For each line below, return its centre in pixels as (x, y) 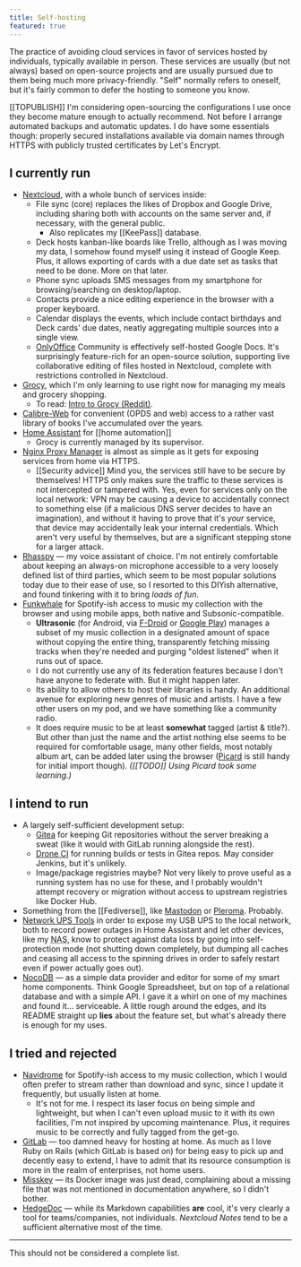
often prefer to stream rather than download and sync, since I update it (153, 1084)
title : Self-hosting (48, 17)
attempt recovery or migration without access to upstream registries (162, 892)
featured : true (38, 26)
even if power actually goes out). (83, 968)
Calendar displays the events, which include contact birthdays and (159, 318)
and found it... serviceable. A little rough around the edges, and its (144, 1006)
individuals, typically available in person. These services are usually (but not (150, 61)
